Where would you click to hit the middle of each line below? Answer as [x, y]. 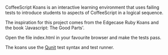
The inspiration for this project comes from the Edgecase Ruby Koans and [82, 22]
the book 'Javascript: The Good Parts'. [45, 28]
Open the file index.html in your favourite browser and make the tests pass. [83, 38]
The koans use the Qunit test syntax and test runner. [60, 47]
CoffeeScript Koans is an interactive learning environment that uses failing [82, 7]
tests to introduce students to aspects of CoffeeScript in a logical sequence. [84, 13]
